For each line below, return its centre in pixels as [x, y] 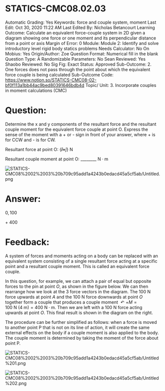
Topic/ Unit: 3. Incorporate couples [121, 85]
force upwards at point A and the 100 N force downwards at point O [74, 297]
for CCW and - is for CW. [30, 140]
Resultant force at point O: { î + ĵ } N [39, 149]
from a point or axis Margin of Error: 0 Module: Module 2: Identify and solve [82, 43]
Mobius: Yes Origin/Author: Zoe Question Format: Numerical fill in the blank [82, 54]
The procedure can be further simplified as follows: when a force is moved [81, 322]
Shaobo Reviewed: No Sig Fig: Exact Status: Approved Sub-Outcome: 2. [78, 64]
